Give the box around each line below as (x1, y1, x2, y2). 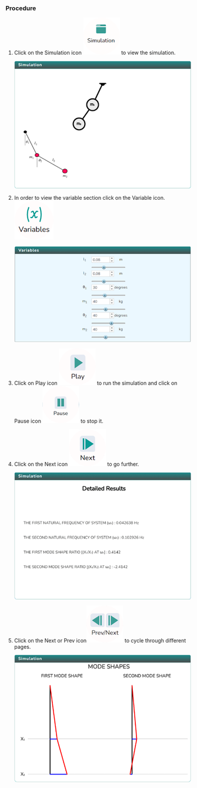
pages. (14, 644, 31, 651)
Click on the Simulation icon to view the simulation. (14, 49, 176, 57)
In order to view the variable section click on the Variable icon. (14, 194, 165, 202)
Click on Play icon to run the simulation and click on (14, 379, 178, 387)
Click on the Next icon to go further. (14, 460, 139, 467)
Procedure (5, 4, 36, 12)
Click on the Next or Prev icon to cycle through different (14, 637, 186, 644)
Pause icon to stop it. (14, 417, 103, 424)
